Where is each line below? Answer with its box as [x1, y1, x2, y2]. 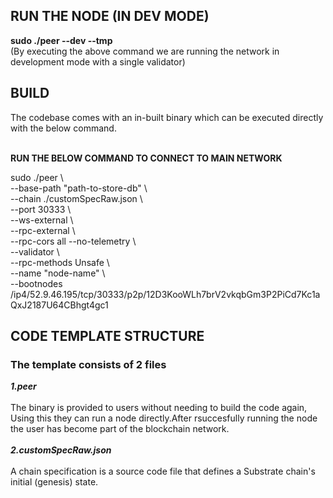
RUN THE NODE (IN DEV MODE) [10, 8, 210, 25]
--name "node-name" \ [10, 267, 106, 279]
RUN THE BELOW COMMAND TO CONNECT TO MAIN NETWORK [10, 152, 283, 164]
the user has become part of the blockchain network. [10, 423, 230, 435]
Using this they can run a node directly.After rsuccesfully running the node [10, 412, 318, 424]
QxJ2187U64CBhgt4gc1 [10, 299, 109, 311]
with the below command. [10, 122, 117, 134]
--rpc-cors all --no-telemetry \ [10, 235, 137, 247]
